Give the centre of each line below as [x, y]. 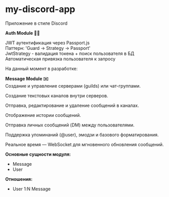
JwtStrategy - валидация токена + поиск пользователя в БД [70, 53]
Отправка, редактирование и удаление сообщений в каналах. [72, 105]
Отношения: [19, 179]
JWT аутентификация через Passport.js [47, 43]
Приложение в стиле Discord [37, 23]
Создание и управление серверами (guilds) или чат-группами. [73, 86]
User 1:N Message [32, 189]
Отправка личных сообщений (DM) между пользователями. [70, 125]
